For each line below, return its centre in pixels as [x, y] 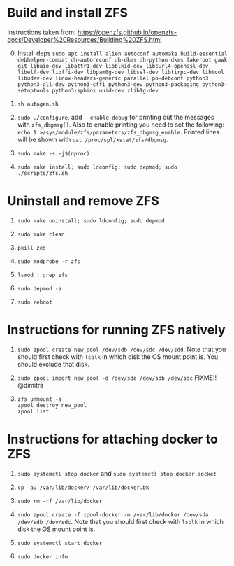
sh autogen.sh [38, 104]
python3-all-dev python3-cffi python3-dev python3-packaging [108, 84]
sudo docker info [43, 557]
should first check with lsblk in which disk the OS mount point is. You [118, 356]
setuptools [33, 90]
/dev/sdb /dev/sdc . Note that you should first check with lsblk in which [120, 521]
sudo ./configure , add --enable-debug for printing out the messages [116, 117]
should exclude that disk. [53, 364]
